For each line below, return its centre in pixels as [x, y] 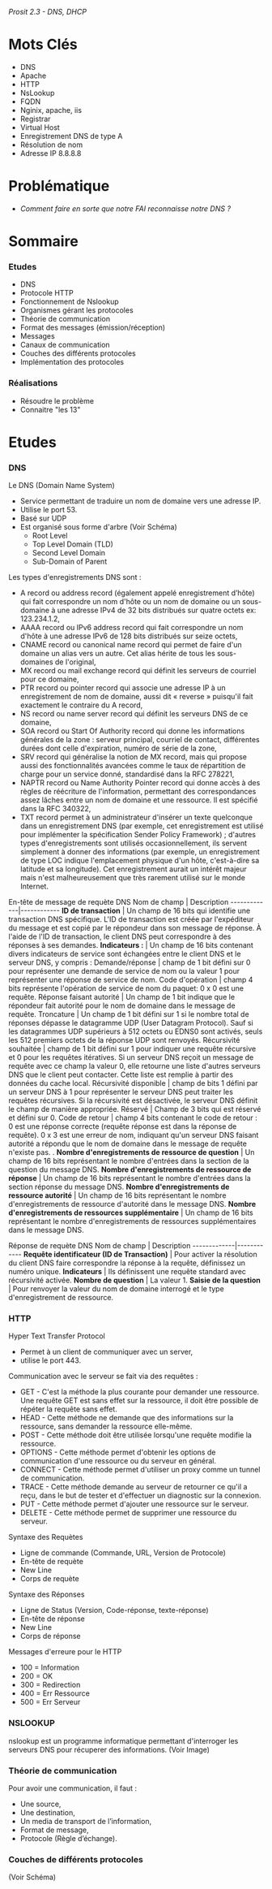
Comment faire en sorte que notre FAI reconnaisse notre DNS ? [125, 208]
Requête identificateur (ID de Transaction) [96, 1255]
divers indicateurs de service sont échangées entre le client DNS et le [125, 954]
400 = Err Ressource [55, 1693]
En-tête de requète [51, 1562]
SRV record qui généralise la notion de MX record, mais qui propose [134, 757]
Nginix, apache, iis [51, 110]
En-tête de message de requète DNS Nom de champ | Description [119, 902]
